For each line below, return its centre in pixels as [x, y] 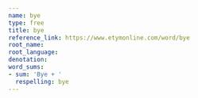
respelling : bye [42, 81]
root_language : [33, 52]
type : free [26, 23]
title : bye [26, 30]
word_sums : [26, 67]
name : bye [25, 15]
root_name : [26, 45]
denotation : [28, 60]
